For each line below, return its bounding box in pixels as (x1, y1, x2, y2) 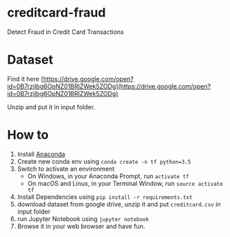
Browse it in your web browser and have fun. (17, 222, 145, 230)
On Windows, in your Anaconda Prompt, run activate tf (27, 171, 189, 180)
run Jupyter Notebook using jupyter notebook (17, 214, 149, 222)
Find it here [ (7, 75, 44, 83)
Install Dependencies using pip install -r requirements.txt (17, 192, 193, 201)
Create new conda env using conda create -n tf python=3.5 (17, 157, 191, 165)
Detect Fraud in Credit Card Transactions (7, 28, 125, 36)
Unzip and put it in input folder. (7, 102, 96, 111)
